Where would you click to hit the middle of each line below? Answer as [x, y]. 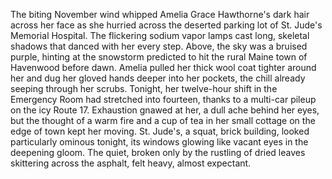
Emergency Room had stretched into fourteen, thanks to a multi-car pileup [163, 99]
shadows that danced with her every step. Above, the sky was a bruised [159, 46]
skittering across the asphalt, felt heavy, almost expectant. [131, 163]
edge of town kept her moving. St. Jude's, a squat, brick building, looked [160, 131]
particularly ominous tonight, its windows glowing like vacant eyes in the [159, 142]
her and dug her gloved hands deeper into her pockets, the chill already [158, 78]
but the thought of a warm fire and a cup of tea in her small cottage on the [163, 120]
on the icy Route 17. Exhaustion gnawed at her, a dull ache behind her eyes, [165, 110]
